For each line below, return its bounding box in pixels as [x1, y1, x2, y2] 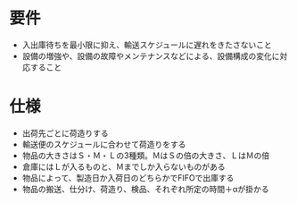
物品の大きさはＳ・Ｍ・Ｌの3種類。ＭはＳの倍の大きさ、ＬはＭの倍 [21, 149, 270, 161]
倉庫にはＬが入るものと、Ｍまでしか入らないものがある [21, 161, 226, 172]
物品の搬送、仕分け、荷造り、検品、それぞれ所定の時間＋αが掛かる [21, 183, 269, 194]
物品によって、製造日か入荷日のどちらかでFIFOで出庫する [21, 172, 235, 183]
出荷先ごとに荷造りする [21, 127, 109, 139]
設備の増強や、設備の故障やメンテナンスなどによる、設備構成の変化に [21, 50, 280, 61]
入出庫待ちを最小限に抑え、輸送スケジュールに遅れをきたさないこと [21, 39, 272, 50]
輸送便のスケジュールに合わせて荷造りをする [21, 139, 186, 149]
